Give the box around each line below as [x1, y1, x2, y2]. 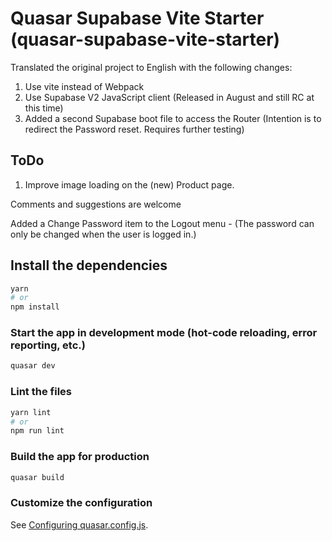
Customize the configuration [10, 496, 153, 510]
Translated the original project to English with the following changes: [10, 61, 293, 73]
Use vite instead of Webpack [24, 80, 145, 92]
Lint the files [10, 385, 72, 399]
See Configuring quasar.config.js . [10, 518, 149, 531]
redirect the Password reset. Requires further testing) [24, 123, 245, 135]
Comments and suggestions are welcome [10, 198, 182, 210]
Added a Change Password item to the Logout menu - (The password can [10, 217, 315, 229]
